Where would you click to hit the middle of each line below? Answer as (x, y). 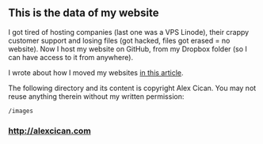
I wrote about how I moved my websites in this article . (96, 72)
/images (21, 111)
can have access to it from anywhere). (71, 57)
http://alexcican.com (50, 131)
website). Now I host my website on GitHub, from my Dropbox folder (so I (128, 49)
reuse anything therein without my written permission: (96, 96)
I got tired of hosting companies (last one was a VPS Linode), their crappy (129, 32)
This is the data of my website (84, 13)
